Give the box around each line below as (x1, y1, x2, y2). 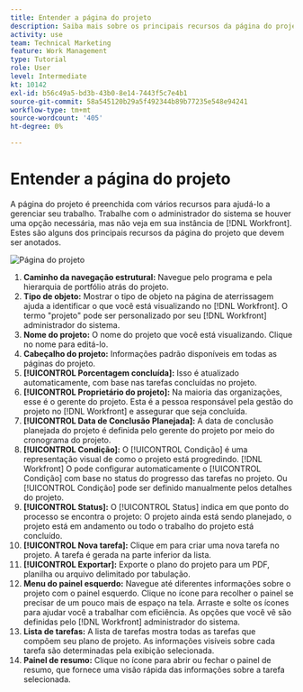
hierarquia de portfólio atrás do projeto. (22, 281, 169, 292)
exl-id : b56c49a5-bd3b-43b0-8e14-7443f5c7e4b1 (10, 88, 188, 97)
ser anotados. (10, 236, 62, 248)
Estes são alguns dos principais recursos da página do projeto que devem (10, 227, 285, 238)
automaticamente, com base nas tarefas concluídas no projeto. (22, 377, 257, 387)
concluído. (22, 530, 63, 541)
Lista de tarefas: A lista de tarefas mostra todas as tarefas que (22, 625, 256, 636)
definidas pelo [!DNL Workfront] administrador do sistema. (22, 616, 241, 627)
